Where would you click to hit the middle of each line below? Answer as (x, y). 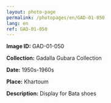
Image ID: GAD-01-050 (35, 46)
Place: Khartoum (27, 82)
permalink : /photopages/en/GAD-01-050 (56, 18)
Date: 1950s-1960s (30, 70)
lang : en (17, 23)
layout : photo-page (31, 12)
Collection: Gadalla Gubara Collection (54, 58)
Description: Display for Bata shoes (51, 94)
